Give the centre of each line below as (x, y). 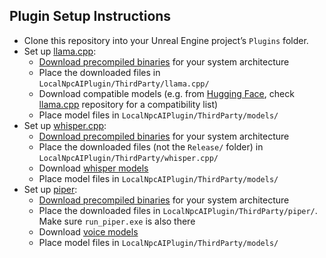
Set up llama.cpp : (60, 51)
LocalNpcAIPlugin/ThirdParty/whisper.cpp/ (128, 158)
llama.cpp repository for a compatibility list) (128, 104)
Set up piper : (50, 189)
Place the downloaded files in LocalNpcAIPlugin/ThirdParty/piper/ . (178, 210)
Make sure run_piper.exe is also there (117, 221)
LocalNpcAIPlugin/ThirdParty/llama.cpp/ (124, 84)
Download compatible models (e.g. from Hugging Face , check (166, 93)
